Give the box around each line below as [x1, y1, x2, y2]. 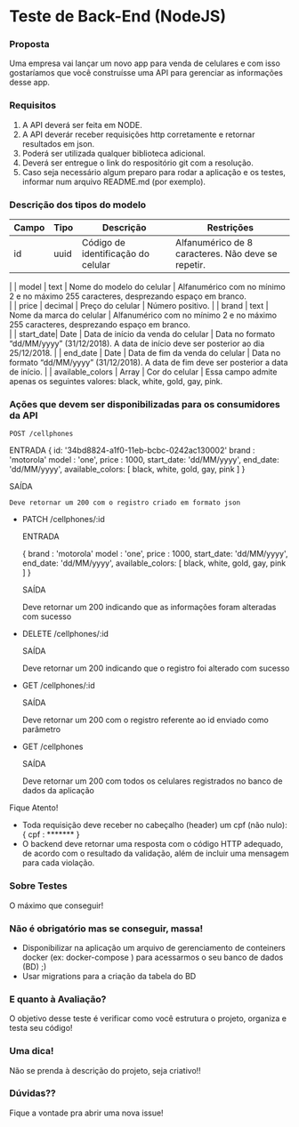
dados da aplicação [21, 785, 95, 796]
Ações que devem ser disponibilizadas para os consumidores [9, 398, 280, 410]
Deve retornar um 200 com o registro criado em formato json [9, 498, 241, 508]
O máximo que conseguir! [9, 900, 104, 911]
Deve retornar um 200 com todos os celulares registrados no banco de [21, 776, 283, 786]
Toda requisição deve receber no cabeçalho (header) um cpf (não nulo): [21, 820, 287, 831]
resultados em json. [21, 138, 95, 149]
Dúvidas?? [9, 1087, 56, 1099]
